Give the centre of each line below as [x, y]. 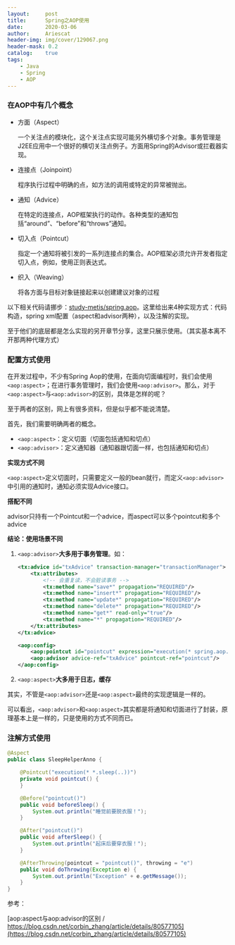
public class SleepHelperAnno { [55, 760]
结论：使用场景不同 [35, 538]
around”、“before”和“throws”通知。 [78, 223]
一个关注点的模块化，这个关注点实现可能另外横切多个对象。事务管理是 [119, 137]
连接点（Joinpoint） [46, 169]
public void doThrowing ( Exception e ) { [78, 870]
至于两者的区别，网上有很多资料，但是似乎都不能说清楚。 [90, 409]
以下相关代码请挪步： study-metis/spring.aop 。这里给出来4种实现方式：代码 [117, 307]
